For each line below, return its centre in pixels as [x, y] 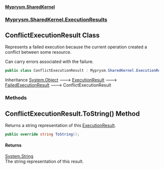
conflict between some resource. [38, 52]
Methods [16, 98]
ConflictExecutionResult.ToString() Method [72, 114]
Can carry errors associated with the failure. [49, 62]
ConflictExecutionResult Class [52, 35]
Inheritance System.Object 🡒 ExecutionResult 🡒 [61, 80]
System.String [19, 156]
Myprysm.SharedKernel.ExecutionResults [56, 20]
